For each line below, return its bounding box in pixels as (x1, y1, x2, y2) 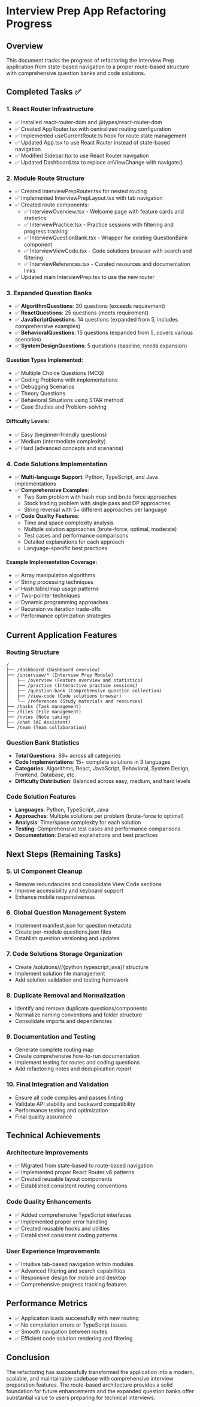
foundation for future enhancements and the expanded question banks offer (6, 1387, 195, 1394)
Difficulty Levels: (6, 418, 50, 425)
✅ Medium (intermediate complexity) (14, 437, 106, 445)
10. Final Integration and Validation (6, 1080, 109, 1088)
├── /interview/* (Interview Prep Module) (6, 672, 114, 678)
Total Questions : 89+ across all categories (14, 752, 121, 760)
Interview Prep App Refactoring (6, 4, 166, 18)
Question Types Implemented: (6, 356, 83, 364)
